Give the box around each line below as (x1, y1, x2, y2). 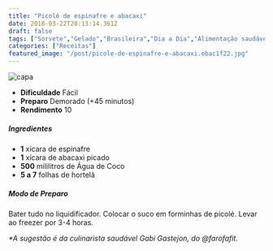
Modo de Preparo (8, 188, 69, 198)
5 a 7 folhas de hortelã (19, 170, 96, 180)
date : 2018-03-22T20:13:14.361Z (8, 19, 118, 28)
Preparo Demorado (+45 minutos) (19, 97, 135, 106)
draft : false (8, 27, 53, 35)
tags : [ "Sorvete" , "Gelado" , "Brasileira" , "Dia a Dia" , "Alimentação (8, 34, 238, 43)
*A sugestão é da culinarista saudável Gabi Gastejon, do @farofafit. (8, 233, 238, 243)
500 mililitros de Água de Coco (19, 161, 125, 171)
